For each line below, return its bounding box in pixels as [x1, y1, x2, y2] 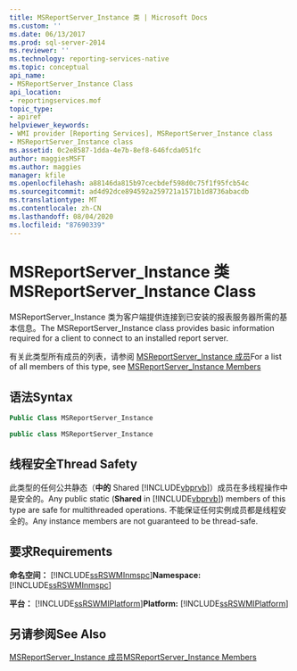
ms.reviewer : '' [9, 46, 70, 55]
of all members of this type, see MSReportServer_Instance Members [9, 361, 261, 372]
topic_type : [9, 104, 54, 113]
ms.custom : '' [9, 21, 62, 30]
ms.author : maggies [9, 162, 82, 171]
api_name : [9, 71, 46, 80]
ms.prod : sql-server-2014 [9, 37, 105, 47]
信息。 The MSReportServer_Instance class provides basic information [16, 323, 275, 334]
